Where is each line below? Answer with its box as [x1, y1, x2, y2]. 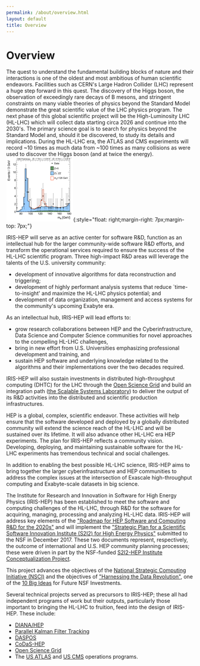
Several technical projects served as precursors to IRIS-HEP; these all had [6, 591, 187, 598]
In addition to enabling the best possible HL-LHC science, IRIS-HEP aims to [6, 462, 190, 469]
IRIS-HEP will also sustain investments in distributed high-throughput [6, 375, 176, 382]
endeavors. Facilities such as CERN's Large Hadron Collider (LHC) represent [6, 81, 193, 88]
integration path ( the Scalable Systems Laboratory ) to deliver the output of [6, 388, 189, 395]
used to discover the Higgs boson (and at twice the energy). [6, 151, 154, 158]
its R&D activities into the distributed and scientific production [6, 394, 158, 402]
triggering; [14, 277, 41, 284]
